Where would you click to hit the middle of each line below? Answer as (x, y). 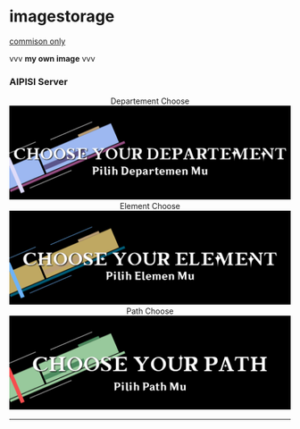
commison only (37, 41)
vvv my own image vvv (52, 58)
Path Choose (150, 311)
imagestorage (62, 17)
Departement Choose (150, 101)
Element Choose (150, 206)
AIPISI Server (39, 81)
